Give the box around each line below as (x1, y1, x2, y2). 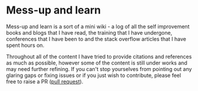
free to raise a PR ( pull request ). (6, 77, 84, 85)
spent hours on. (6, 42, 45, 49)
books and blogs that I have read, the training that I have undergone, (6, 29, 173, 36)
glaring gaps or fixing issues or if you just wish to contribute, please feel (6, 72, 181, 79)
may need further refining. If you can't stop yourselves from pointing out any (6, 65, 192, 72)
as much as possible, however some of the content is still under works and (6, 59, 187, 66)
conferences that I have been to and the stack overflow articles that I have (6, 35, 187, 42)
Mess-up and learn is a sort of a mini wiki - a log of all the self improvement (6, 23, 190, 30)
